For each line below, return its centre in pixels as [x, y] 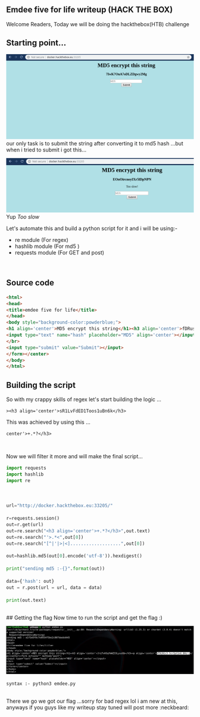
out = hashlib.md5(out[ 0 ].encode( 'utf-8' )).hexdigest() [74, 556]
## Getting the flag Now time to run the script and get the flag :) [84, 618]
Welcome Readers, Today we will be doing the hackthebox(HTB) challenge [98, 24]
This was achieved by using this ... [48, 422]
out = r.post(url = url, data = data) [54, 587]
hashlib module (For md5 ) [47, 246]
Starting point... [36, 43]
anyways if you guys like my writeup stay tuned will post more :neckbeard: [98, 707]
